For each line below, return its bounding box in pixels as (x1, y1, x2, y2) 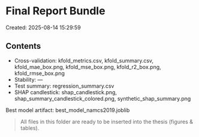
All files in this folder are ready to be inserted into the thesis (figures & (20, 118, 193, 125)
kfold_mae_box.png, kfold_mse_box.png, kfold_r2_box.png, (14, 63, 161, 70)
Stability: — (14, 76, 43, 83)
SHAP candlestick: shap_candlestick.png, (14, 88, 117, 96)
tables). (20, 124, 40, 132)
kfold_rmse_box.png (14, 70, 65, 77)
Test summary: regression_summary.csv (14, 82, 114, 89)
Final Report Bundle (5, 4, 105, 18)
